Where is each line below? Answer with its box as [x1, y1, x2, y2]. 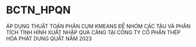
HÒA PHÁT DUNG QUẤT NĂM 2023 [6, 35, 92, 42]
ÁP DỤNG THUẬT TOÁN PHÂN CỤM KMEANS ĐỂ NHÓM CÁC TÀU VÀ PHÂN [6, 23, 191, 30]
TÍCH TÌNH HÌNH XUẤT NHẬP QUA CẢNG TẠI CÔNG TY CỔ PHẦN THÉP [6, 28, 181, 35]
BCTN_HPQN [6, 3, 71, 17]
